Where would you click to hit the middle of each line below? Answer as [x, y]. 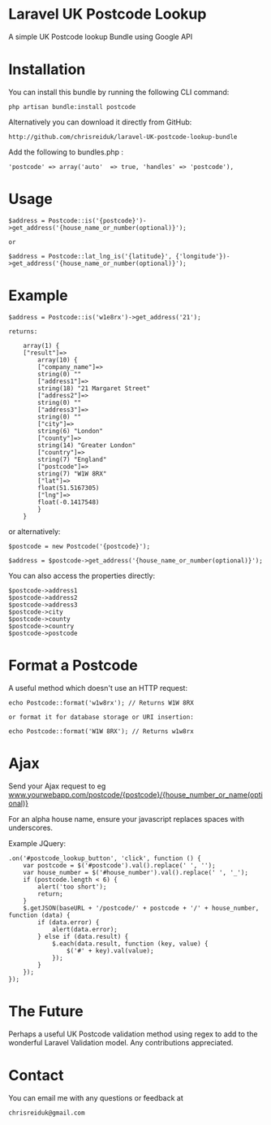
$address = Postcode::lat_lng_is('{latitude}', [90, 256]
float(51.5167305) [69, 488]
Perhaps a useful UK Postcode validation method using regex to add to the [133, 1034]
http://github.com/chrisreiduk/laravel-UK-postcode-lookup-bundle [123, 137]
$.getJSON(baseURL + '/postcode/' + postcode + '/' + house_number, [141, 908]
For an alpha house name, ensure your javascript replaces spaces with [127, 819]
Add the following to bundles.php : [66, 152]
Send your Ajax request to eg [57, 786]
